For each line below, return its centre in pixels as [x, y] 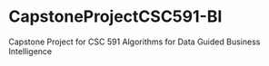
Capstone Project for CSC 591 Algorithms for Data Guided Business [134, 42]
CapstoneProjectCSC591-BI [115, 17]
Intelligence [30, 51]
